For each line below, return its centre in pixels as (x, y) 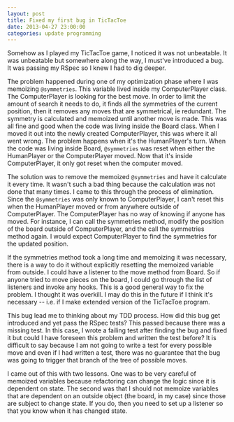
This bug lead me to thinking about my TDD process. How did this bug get (114, 316)
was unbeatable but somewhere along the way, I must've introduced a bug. (116, 61)
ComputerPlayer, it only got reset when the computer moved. (95, 163)
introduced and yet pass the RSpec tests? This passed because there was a (116, 323)
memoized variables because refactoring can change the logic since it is (112, 381)
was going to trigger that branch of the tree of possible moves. (97, 360)
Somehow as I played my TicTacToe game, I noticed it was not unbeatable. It (117, 53)
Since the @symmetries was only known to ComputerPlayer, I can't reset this (116, 199)
